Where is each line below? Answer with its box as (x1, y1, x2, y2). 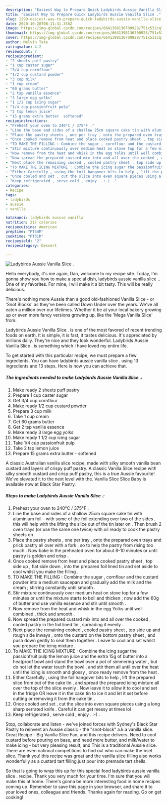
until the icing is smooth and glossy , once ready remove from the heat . (12, 669, 160, 675)
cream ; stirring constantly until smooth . (12, 584, 96, 590)
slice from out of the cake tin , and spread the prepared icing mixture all (12, 680, 160, 686)
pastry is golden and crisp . (12, 553, 69, 559)
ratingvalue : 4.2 (5, 44, 42, 49)
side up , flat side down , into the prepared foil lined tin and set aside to (12, 564, 158, 570)
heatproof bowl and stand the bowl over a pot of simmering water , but (12, 659, 158, 665)
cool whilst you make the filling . (12, 569, 79, 575)
